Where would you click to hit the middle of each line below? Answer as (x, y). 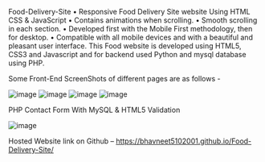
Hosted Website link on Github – (61, 141)
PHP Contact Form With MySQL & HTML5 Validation (94, 110)
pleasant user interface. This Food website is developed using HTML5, (125, 46)
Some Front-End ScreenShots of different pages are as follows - (114, 79)
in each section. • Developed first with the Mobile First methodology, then (130, 29)
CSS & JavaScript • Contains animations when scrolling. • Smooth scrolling (133, 20)
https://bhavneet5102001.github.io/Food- (184, 141)
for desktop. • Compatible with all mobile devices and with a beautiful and (130, 37)
